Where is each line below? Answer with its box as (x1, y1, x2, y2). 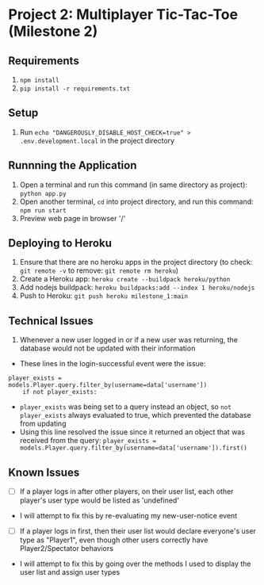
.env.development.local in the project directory (19, 136, 175, 145)
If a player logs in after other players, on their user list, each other (19, 487, 234, 496)
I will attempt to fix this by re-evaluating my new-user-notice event (19, 511, 238, 521)
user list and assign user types (19, 568, 121, 577)
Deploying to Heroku (8, 236, 113, 250)
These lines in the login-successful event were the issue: (19, 359, 206, 369)
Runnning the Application (8, 159, 137, 172)
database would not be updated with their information (19, 343, 196, 354)
